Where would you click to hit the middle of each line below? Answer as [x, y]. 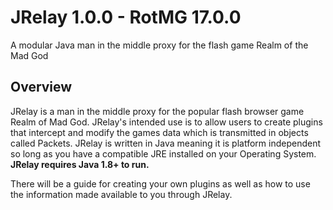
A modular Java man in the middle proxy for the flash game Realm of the [159, 45]
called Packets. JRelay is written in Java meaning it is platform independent [166, 143]
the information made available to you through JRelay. [121, 194]
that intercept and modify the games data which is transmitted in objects [159, 132]
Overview [41, 87]
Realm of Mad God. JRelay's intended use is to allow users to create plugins [166, 122]
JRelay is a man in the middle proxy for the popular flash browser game [157, 111]
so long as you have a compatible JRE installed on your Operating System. [163, 153]
